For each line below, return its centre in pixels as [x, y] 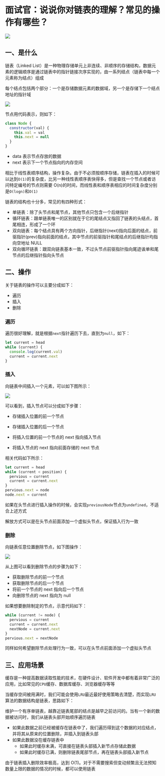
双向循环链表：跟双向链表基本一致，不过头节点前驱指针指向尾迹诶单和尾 [85, 249]
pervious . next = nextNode [31, 638]
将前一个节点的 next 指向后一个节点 [48, 589]
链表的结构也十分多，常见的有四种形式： [46, 202]
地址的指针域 [18, 94]
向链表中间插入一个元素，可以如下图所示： [48, 386]
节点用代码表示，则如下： [31, 114]
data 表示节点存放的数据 [37, 156]
